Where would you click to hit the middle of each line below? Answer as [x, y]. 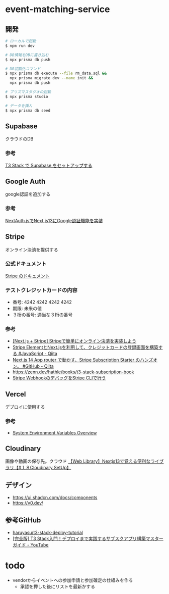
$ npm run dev [20, 46]
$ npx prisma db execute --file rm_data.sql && [56, 73]
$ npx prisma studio [27, 96]
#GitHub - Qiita [38, 366]
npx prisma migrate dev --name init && [52, 78]
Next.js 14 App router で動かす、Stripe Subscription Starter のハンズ [83, 360]
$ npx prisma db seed [28, 110]
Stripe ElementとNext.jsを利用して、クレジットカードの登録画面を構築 [85, 348]
